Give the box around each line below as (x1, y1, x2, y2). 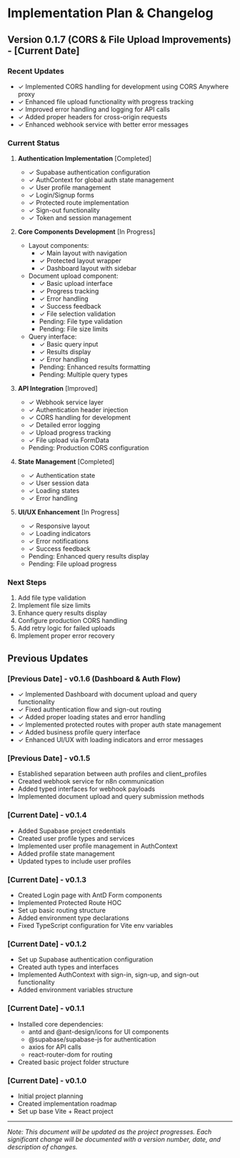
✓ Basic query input (39, 340, 99, 349)
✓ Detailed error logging (28, 421, 101, 429)
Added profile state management (17, 849, 116, 858)
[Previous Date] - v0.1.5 (7, 754, 91, 764)
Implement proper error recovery (17, 632, 115, 640)
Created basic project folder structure (17, 1057, 129, 1066)
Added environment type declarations (17, 914, 130, 922)
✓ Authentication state (28, 471, 96, 480)
